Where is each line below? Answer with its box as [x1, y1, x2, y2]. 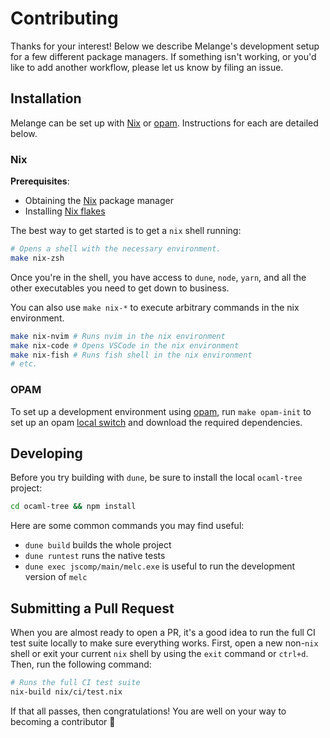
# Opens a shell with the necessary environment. [10, 244, 222, 254]
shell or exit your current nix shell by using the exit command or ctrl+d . [10, 648, 309, 660]
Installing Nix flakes [24, 205, 106, 217]
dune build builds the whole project [24, 539, 172, 551]
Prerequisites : [10, 175, 70, 187]
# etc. [10, 359, 38, 369]
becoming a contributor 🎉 [10, 715, 116, 727]
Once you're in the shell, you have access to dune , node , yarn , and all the [10, 271, 307, 283]
